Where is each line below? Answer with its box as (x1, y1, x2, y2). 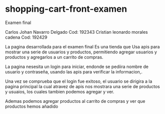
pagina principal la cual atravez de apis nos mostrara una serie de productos (5, 83, 160, 89)
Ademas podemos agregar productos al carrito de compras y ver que (5, 98, 146, 104)
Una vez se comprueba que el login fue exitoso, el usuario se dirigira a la (5, 78, 152, 84)
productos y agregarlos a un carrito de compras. (5, 54, 104, 60)
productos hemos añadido (5, 103, 58, 109)
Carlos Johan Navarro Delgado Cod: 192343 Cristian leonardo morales (5, 29, 148, 35)
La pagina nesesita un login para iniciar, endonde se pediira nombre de (5, 64, 149, 69)
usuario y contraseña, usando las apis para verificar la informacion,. (5, 68, 142, 74)
